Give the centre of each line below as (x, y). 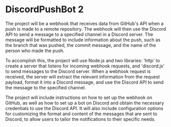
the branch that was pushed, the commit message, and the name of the (81, 45)
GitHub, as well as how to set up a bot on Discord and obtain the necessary (85, 103)
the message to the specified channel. (46, 87)
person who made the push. (35, 50)
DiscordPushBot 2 (45, 9)
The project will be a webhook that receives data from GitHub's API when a (84, 23)
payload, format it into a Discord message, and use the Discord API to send (84, 82)
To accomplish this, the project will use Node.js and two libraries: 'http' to (83, 60)
